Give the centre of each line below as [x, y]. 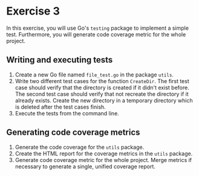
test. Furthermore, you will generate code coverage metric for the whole [96, 34]
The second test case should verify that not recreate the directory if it [102, 94]
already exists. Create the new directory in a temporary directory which [104, 100]
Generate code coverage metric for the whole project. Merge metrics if [103, 160]
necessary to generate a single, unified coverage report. [85, 166]
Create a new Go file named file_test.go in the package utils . [94, 75]
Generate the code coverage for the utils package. [80, 147]
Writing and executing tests [60, 60]
